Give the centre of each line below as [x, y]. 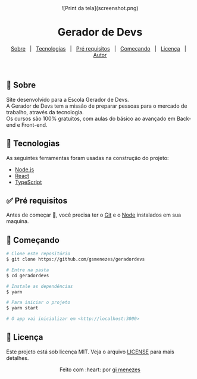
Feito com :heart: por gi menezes [100, 369]
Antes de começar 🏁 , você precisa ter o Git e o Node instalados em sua [94, 215]
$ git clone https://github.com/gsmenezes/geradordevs [76, 259]
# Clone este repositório [38, 254]
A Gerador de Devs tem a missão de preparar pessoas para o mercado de [97, 106]
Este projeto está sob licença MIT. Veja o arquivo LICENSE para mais [90, 352]
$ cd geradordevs [28, 275]
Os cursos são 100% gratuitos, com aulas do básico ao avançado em [91, 118]
